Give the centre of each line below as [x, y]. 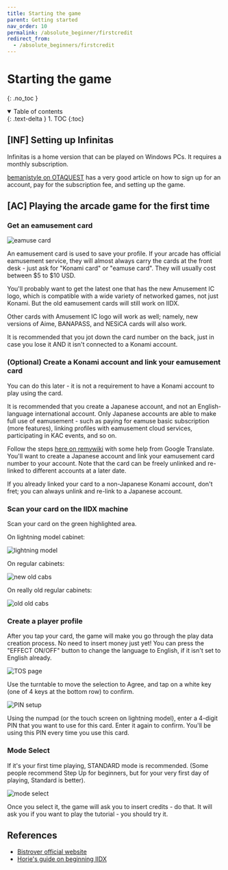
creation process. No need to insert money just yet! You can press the [105, 643]
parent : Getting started [42, 20]
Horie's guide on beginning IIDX [62, 859]
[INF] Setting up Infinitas [61, 140]
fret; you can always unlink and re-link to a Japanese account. [95, 491]
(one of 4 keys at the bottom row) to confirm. [71, 692]
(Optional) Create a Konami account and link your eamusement [114, 362]
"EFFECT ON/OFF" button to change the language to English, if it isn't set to [114, 651]
